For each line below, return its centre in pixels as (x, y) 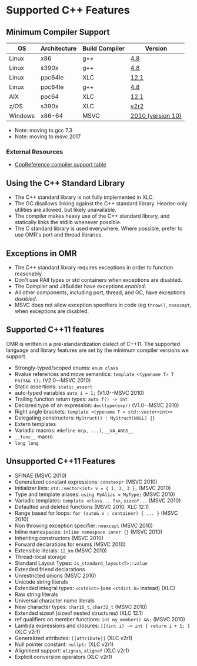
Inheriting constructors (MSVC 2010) (59, 538)
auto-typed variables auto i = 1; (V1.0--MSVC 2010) (79, 392)
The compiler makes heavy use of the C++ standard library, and (92, 216)
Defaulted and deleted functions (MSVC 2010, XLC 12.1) (82, 507)
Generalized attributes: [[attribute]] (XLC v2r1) (74, 638)
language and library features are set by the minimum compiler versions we (98, 350)
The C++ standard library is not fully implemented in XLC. (84, 197)
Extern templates (35, 424)
